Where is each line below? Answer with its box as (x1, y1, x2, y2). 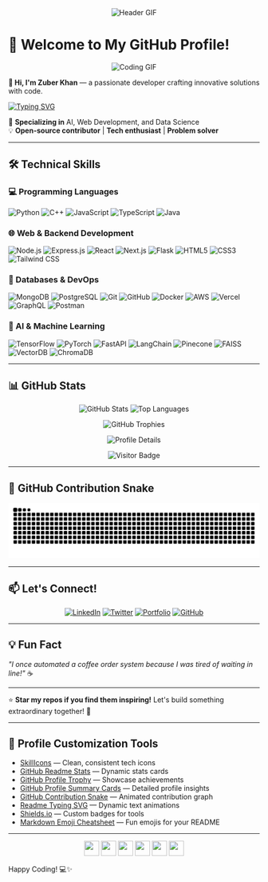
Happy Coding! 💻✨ (8, 864, 73, 874)
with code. (8, 86, 43, 95)
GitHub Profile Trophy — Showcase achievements (19, 775, 184, 784)
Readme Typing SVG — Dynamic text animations (19, 800, 180, 810)
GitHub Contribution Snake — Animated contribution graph (19, 792, 214, 802)
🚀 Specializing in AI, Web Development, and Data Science (8, 117, 199, 126)
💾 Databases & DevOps (8, 273, 100, 285)
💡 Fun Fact (8, 638, 62, 652)
